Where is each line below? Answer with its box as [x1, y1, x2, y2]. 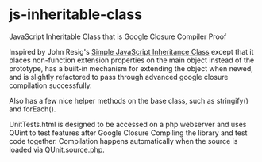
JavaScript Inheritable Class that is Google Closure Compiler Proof [9, 32, 227, 41]
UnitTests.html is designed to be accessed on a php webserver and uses [9, 119, 247, 129]
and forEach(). [9, 104, 56, 114]
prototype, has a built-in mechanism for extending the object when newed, [9, 63, 253, 73]
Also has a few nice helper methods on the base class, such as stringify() [9, 96, 249, 105]
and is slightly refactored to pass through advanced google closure [9, 72, 229, 81]
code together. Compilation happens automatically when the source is [9, 136, 238, 145]
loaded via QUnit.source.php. [9, 145, 106, 154]
